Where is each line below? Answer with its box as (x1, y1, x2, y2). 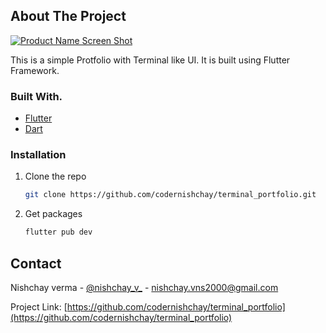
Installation (10, 148, 67, 162)
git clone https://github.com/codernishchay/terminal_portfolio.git (24, 190, 317, 200)
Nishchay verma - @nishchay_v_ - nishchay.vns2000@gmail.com (10, 281, 279, 293)
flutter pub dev (24, 227, 93, 238)
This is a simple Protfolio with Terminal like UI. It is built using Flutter (10, 54, 291, 66)
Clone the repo (24, 170, 87, 183)
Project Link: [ (10, 300, 68, 313)
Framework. (10, 64, 60, 76)
